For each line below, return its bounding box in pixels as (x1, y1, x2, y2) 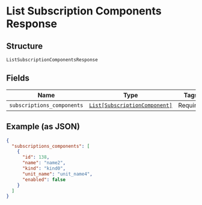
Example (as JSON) (6, 121, 80, 132)
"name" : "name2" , (22, 160, 66, 166)
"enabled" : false (22, 176, 66, 183)
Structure (6, 41, 43, 51)
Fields (6, 73, 30, 84)
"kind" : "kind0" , (22, 165, 66, 171)
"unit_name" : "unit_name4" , (22, 171, 93, 177)
